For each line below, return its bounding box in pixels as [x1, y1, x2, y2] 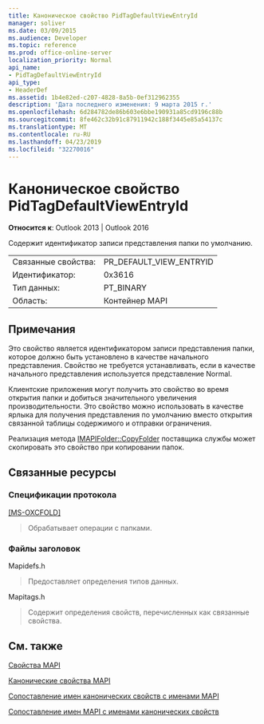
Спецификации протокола [8, 489, 117, 500]
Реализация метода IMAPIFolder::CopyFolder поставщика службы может [8, 434, 256, 444]
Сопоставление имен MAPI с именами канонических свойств [8, 706, 219, 716]
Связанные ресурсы [8, 465, 117, 479]
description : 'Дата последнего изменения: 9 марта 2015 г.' [8, 101, 213, 109]
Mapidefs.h [8, 561, 45, 571]
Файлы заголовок [8, 543, 81, 554]
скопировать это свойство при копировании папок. [8, 442, 185, 452]
